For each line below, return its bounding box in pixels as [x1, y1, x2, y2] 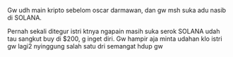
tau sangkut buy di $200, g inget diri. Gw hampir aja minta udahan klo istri [7, 34, 222, 43]
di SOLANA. [7, 13, 42, 22]
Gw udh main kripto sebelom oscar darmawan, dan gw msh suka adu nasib [7, 6, 227, 14]
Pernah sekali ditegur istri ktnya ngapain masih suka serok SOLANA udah [7, 27, 220, 35]
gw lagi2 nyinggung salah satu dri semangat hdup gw [7, 42, 164, 50]
